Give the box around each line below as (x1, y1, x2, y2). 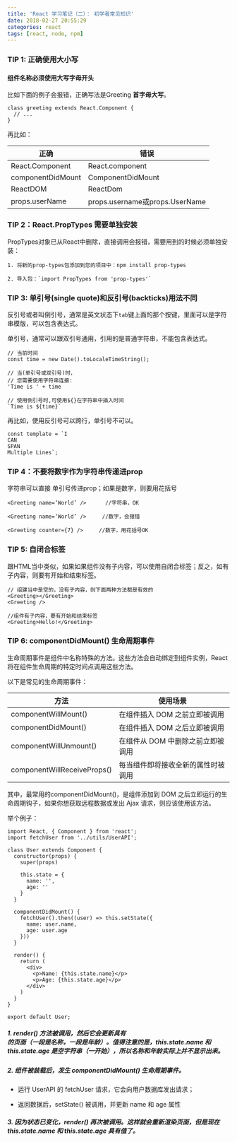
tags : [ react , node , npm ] (7, 30, 83, 37)
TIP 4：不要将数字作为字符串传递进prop (7, 466, 143, 476)
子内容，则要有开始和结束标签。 (7, 570, 100, 579)
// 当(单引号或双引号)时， (7, 369, 76, 377)
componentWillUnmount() (11, 741, 97, 750)
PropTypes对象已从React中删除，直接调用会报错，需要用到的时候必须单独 (7, 237, 222, 246)
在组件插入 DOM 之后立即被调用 (119, 722, 224, 732)
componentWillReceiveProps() (11, 765, 112, 775)
